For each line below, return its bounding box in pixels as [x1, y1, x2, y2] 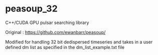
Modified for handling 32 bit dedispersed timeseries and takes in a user [5, 38, 153, 45]
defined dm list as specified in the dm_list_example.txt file [5, 44, 124, 50]
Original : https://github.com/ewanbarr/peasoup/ [5, 29, 106, 35]
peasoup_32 [5, 3, 58, 14]
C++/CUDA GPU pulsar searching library [5, 19, 89, 25]
